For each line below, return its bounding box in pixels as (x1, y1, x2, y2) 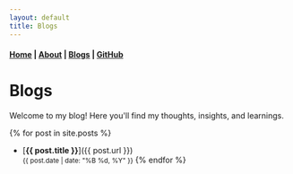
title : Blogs (9, 22, 58, 30)
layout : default (9, 13, 70, 22)
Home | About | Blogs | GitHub (9, 49, 124, 60)
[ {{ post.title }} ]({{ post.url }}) (22, 145, 134, 156)
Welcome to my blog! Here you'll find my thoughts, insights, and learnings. (9, 110, 284, 121)
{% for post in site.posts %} (9, 127, 112, 139)
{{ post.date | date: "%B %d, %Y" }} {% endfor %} (22, 154, 186, 166)
